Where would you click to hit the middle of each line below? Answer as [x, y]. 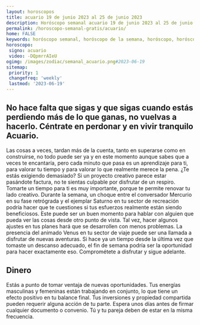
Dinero [19, 270]
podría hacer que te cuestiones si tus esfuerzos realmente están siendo [94, 207]
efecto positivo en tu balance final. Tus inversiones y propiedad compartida [99, 297]
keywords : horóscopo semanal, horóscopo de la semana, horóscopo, [90, 39]
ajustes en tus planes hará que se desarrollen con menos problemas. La [94, 226]
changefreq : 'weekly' [35, 78]
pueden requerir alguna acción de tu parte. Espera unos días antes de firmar [100, 304]
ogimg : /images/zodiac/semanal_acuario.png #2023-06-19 [76, 61]
